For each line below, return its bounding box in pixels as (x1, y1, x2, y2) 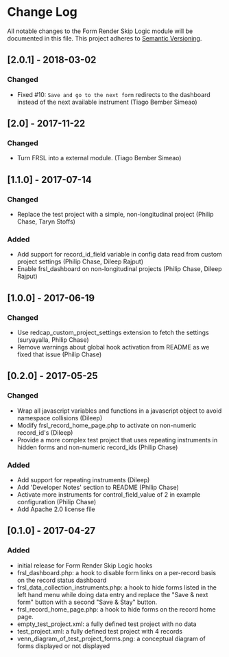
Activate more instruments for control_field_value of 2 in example (16, 490, 201, 499)
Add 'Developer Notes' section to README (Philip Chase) (16, 483, 180, 491)
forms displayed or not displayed (16, 641, 110, 650)
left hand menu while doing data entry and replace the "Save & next (16, 590, 208, 599)
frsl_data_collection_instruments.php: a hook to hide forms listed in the (16, 583, 217, 592)
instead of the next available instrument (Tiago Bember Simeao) (16, 98, 197, 106)
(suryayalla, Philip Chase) (16, 335, 89, 344)
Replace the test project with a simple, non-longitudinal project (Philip (16, 211, 214, 218)
